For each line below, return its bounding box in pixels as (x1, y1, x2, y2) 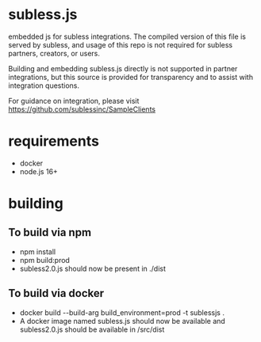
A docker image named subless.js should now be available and (19, 316, 226, 325)
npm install (19, 247, 56, 256)
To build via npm (8, 226, 92, 239)
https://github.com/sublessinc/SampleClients (8, 104, 156, 114)
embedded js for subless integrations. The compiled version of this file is (8, 32, 247, 41)
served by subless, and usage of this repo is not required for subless (8, 40, 233, 49)
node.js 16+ (19, 166, 58, 176)
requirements (8, 132, 99, 150)
